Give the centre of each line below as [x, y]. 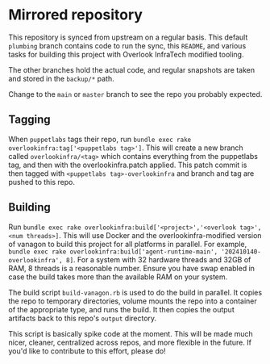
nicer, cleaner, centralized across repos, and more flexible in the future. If [130, 342]
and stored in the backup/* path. [61, 78]
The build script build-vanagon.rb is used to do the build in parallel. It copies [135, 292]
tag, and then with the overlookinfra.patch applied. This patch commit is [128, 165]
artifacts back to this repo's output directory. [83, 318]
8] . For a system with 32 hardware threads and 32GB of [158, 259]
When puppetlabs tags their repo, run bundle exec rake [100, 139]
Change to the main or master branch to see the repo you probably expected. [135, 94]
